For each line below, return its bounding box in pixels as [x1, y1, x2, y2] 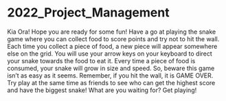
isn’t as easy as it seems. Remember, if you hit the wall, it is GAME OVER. [7, 71, 214, 80]
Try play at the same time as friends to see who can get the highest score [7, 78, 216, 87]
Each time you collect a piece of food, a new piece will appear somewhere [7, 42, 218, 50]
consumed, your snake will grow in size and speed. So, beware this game [7, 64, 215, 72]
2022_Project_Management [7, 5, 170, 21]
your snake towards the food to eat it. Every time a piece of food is [7, 56, 196, 65]
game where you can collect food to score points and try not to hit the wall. [7, 34, 220, 43]
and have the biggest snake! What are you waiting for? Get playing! [7, 86, 197, 94]
